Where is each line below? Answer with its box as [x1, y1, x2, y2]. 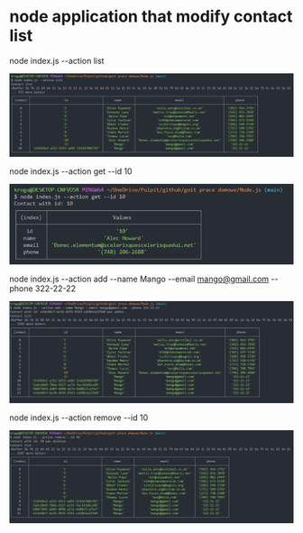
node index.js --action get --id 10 [9, 165, 133, 177]
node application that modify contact [9, 6, 293, 27]
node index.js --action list [9, 55, 105, 66]
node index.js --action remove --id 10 [9, 412, 149, 423]
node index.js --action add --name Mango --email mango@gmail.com [9, 273, 270, 285]
